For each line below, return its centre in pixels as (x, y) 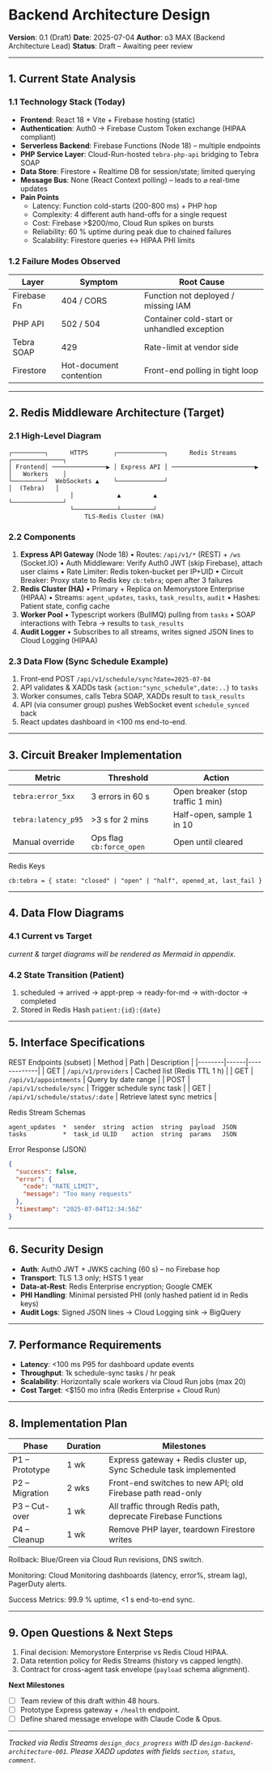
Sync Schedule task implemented (172, 1470)
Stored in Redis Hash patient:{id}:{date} (91, 1010)
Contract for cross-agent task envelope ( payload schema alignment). (135, 1670)
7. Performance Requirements (85, 1345)
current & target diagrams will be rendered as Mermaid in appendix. (122, 953)
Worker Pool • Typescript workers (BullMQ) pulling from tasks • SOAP (138, 614)
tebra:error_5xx (44, 796)
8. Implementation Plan (68, 1423)
